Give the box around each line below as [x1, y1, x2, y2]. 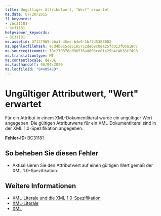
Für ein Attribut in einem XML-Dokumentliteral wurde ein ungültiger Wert [5, 114, 152, 121]
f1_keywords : [5, 16, 32, 21]
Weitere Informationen [5, 182, 77, 190]
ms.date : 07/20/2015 [5, 12, 48, 17]
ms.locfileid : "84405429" [5, 67, 58, 72]
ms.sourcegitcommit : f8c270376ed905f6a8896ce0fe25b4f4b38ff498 [5, 48, 138, 53]
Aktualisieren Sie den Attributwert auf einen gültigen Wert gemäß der [12, 162, 153, 168]
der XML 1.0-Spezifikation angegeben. [5, 125, 83, 131]
